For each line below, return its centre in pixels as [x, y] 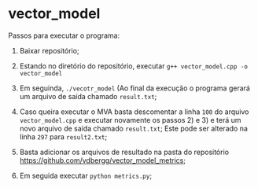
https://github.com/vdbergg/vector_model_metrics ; [103, 160]
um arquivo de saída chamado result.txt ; [88, 96]
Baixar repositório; [50, 50]
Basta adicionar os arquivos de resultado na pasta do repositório [124, 152]
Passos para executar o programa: [64, 35]
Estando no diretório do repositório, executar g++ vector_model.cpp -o [133, 66]
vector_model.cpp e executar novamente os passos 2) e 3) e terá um [130, 120]
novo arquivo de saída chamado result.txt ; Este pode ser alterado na [133, 128]
